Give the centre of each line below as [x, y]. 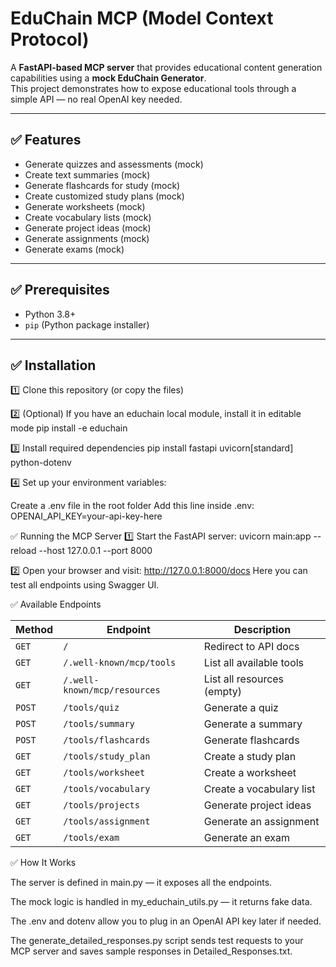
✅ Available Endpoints [56, 604]
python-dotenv [41, 463]
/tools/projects [101, 805]
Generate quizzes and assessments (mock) [114, 164]
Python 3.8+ [50, 314]
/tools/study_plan [107, 756]
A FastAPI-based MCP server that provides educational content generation [166, 67]
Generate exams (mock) [74, 249]
